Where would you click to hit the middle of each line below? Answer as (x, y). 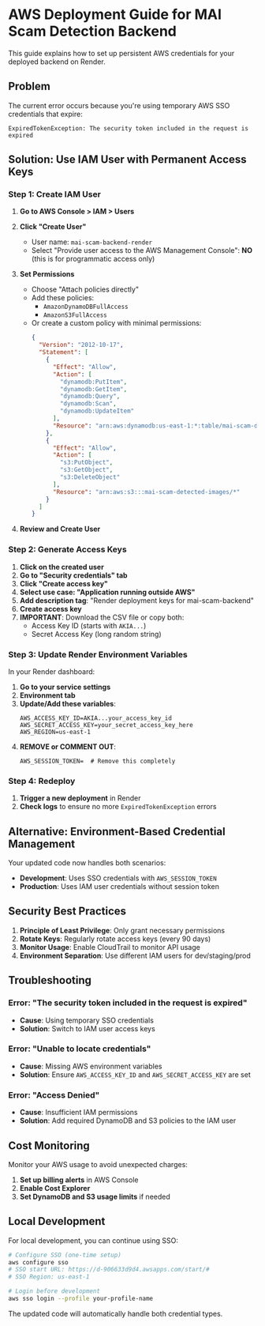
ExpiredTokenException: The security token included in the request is (128, 128)
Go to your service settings (65, 687)
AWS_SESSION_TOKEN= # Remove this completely (97, 761)
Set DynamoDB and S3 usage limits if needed (95, 1196)
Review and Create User (60, 529)
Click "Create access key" (64, 583)
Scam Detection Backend (93, 31)
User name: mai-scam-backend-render (91, 242)
